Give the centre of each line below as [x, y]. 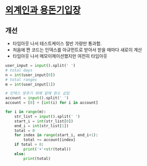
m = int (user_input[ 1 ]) [30, 84]
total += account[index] [50, 140]
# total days [19, 70]
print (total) [37, 158]
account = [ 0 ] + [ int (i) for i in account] [52, 103]
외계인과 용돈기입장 [43, 10]
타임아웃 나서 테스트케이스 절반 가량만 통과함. [57, 44]
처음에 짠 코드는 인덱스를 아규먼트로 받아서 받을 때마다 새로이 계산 [77, 50]
